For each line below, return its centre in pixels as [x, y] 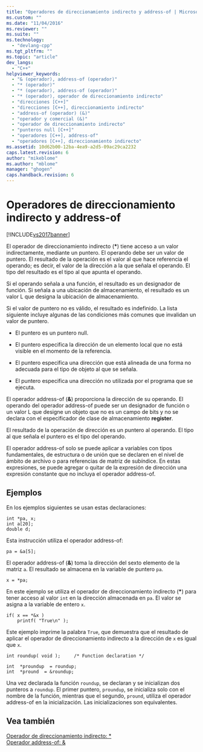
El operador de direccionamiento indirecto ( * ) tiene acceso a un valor [92, 246]
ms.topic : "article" [32, 57]
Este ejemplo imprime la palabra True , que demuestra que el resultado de [97, 632]
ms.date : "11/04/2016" [35, 23]
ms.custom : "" [24, 18]
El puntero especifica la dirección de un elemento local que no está [99, 344]
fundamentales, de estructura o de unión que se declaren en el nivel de [95, 454]
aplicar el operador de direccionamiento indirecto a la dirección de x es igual [101, 638]
